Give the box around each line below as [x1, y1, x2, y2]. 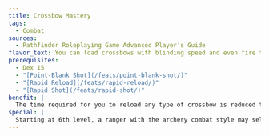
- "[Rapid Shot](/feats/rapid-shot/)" [15, 86, 146, 94]
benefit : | [8, 94, 45, 102]
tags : [8, 19, 26, 27]
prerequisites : [8, 57, 59, 65]
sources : [8, 34, 38, 42]
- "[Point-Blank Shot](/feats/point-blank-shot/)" [15, 71, 188, 79]
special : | [8, 109, 45, 117]
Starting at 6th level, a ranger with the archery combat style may [15, 116, 249, 124]
